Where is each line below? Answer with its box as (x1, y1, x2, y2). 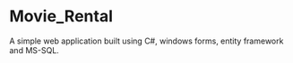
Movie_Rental (9, 6, 114, 27)
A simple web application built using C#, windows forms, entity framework (9, 35, 284, 46)
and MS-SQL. (9, 44, 60, 55)
